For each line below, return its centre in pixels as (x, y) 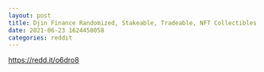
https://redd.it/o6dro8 (44, 60)
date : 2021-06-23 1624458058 (56, 30)
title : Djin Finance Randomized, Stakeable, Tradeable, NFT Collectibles (133, 23)
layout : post (30, 15)
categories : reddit (40, 38)
